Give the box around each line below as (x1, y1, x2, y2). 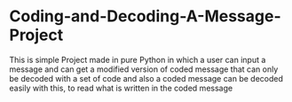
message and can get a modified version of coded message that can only (9, 64, 279, 75)
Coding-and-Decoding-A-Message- (9, 6, 281, 27)
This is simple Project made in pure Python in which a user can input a (9, 54, 266, 65)
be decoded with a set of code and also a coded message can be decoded (9, 73, 284, 83)
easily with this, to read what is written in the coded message (9, 82, 233, 93)
